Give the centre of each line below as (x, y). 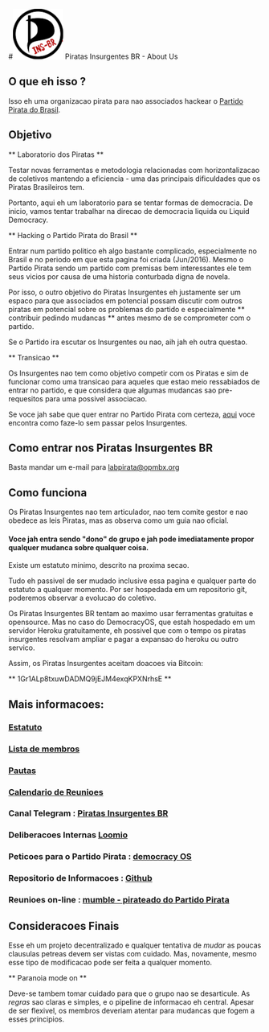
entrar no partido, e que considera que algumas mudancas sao (112, 390)
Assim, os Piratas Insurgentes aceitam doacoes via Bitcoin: (106, 664)
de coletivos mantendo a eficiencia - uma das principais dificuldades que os (134, 179)
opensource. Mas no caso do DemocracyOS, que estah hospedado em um (132, 622)
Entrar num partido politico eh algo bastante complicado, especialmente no (132, 251)
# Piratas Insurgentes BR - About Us (93, 56)
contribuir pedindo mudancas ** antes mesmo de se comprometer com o (130, 318)
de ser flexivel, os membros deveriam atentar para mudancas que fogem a (132, 1010)
